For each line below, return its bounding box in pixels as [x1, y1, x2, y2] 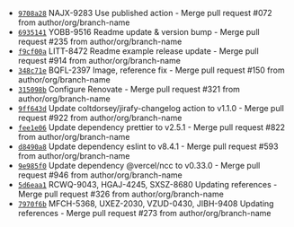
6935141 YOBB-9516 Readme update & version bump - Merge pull [17, 27, 260, 37]
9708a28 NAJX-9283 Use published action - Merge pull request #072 [17, 8, 272, 18]
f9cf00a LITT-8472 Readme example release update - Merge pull [17, 46, 259, 57]
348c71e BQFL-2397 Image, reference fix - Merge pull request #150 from [17, 65, 285, 75]
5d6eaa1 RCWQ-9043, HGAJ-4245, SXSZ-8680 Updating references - [17, 179, 278, 189]
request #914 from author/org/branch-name [17, 56, 182, 65]
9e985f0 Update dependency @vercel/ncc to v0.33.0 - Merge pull [17, 161, 261, 170]
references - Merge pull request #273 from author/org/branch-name [17, 208, 272, 218]
